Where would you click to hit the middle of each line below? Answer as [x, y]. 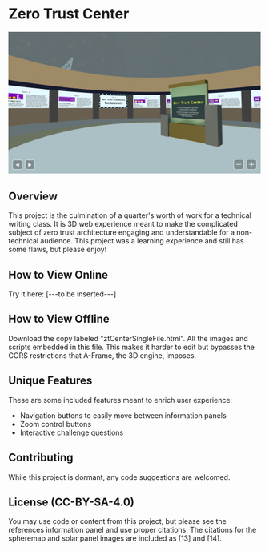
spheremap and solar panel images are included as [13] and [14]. [115, 538]
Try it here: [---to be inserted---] [62, 294]
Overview [33, 196]
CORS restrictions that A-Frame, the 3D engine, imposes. [102, 355]
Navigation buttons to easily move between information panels [123, 415]
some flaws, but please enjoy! [58, 250]
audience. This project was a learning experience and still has [142, 241]
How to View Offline [59, 319]
